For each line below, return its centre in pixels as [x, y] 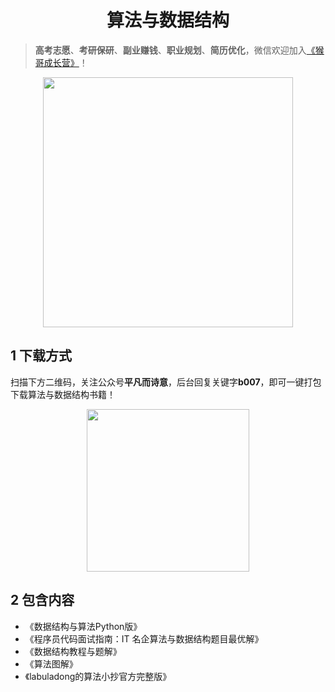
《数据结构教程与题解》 [73, 651]
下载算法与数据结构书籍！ [63, 394]
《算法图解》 [51, 663]
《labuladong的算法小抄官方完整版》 [98, 676]
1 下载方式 [41, 356]
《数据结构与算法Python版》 [83, 626]
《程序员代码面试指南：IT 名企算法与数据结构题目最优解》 [144, 638]
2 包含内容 [42, 600]
